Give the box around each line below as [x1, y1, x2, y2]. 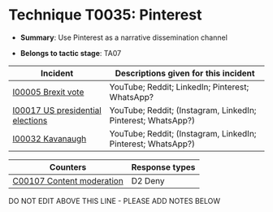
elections [12, 115, 48, 126]
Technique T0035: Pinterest [8, 6, 202, 24]
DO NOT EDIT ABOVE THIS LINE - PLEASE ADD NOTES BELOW [8, 196, 221, 206]
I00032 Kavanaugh [12, 132, 87, 144]
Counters [49, 161, 87, 172]
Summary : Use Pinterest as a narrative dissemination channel [19, 32, 227, 42]
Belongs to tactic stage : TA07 [19, 48, 122, 58]
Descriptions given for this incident [115, 67, 255, 79]
